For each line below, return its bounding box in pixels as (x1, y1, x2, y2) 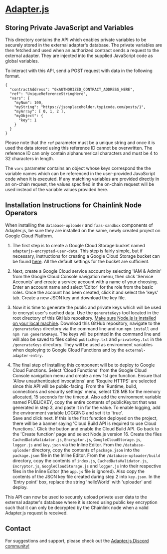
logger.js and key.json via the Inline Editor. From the (12, 441, 122, 447)
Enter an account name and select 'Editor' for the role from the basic (12, 284, 154, 290)
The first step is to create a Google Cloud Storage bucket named (12, 242, 146, 248)
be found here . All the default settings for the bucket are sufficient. (12, 258, 150, 264)
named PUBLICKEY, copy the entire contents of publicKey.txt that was (12, 399, 157, 405)
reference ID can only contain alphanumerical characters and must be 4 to (5, 150, 158, 156)
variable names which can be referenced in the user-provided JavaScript (5, 171, 156, 176)
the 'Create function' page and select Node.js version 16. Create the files (12, 431, 162, 437)
